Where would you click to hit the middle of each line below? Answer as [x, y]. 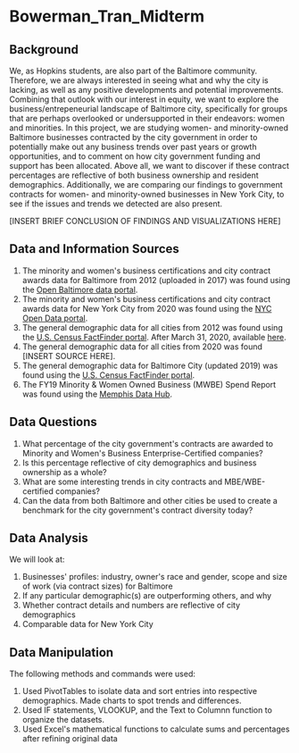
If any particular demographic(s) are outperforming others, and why [147, 596]
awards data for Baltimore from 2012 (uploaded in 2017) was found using [156, 280]
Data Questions [54, 422]
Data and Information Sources [95, 249]
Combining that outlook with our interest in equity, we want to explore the [144, 99]
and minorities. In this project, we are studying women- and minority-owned [149, 128]
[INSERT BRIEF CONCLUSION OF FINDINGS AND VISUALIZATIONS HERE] [145, 221]
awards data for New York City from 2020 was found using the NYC [147, 308]
